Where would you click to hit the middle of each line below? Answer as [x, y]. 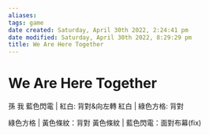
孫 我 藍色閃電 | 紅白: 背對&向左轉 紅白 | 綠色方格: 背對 [96, 106]
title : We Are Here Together [56, 45]
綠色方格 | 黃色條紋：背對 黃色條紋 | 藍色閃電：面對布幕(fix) [105, 123]
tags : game [26, 23]
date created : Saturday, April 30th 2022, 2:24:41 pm [99, 30]
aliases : [22, 15]
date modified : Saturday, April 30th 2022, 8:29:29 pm [100, 37]
